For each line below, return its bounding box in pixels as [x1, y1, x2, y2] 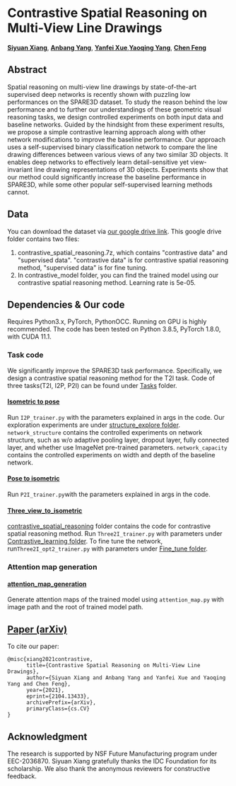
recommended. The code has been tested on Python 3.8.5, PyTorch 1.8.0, [7, 325, 221, 334]
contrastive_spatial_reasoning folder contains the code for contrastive [7, 522, 211, 531]
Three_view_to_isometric [7, 506, 83, 515]
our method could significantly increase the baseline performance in [7, 172, 206, 181]
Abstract [7, 64, 47, 76]
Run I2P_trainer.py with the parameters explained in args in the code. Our [7, 413, 225, 421]
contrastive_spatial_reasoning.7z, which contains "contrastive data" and [17, 248, 228, 257]
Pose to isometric [7, 474, 60, 483]
